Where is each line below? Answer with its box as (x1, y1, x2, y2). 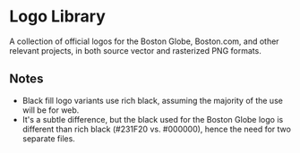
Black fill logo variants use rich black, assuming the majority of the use (21, 95, 284, 106)
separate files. (21, 132, 76, 144)
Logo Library (9, 6, 106, 27)
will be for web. (21, 105, 80, 115)
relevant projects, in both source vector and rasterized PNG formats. (9, 45, 261, 55)
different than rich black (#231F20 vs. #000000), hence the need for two (21, 123, 291, 134)
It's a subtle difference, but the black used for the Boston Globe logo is (21, 114, 284, 124)
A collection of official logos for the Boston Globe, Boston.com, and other (9, 36, 279, 47)
